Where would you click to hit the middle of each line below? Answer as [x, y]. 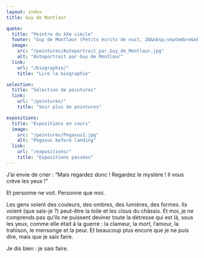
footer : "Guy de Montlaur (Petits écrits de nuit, [77, 40]
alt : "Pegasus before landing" [57, 141]
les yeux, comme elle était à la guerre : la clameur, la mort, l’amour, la [93, 223]
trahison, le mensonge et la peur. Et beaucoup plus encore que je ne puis [98, 230]
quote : [15, 28]
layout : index [24, 12]
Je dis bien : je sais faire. [37, 248]
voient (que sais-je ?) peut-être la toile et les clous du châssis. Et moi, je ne [100, 211]
